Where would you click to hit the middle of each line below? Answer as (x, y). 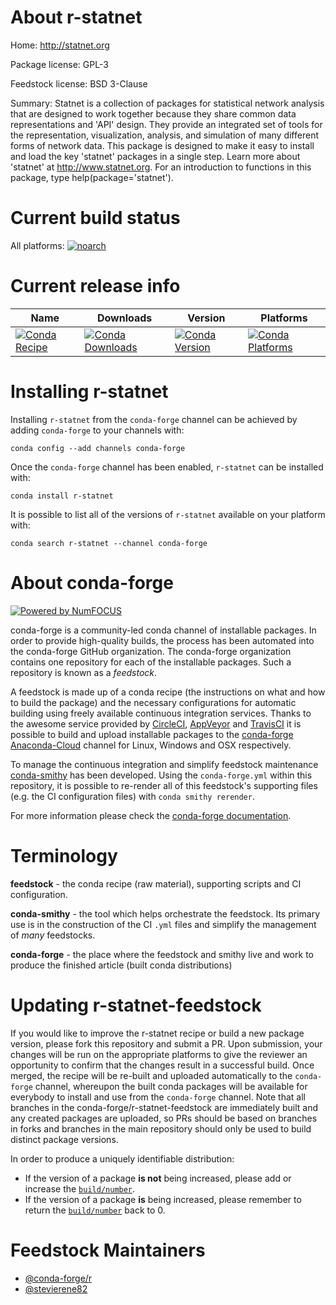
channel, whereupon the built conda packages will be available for (171, 1086)
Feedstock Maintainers (108, 1250)
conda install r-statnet (62, 496)
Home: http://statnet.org (60, 45)
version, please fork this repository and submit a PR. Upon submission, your (166, 1043)
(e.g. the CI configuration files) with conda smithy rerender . (132, 796)
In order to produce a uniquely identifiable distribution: (122, 1158)
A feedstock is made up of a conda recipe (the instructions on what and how (168, 692)
